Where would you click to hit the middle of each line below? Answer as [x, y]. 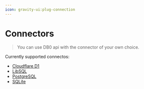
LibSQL [20, 71]
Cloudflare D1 [26, 66]
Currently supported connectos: [37, 56]
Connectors [30, 33]
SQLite [19, 81]
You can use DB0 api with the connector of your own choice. [78, 47]
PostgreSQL [24, 76]
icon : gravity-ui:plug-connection [40, 9]
